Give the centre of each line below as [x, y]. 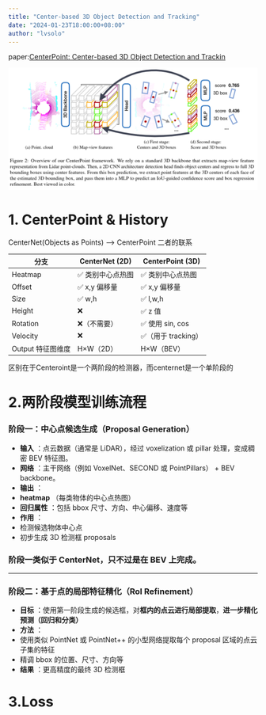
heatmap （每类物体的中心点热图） [77, 497]
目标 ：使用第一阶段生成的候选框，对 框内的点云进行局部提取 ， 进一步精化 [139, 610]
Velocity [25, 336]
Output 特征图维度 [41, 348]
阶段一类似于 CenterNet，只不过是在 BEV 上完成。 [105, 560]
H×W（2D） [97, 348]
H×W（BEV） [162, 348]
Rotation [25, 323]
